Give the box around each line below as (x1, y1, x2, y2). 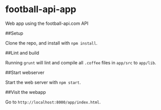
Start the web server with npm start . (5, 79, 81, 85)
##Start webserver (5, 69, 45, 76)
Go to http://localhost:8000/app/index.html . (5, 99, 101, 105)
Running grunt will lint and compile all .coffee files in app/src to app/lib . (5, 59, 156, 65)
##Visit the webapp (5, 89, 47, 95)
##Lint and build (5, 50, 39, 56)
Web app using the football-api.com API (5, 20, 89, 26)
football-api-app (5, 4, 76, 15)
